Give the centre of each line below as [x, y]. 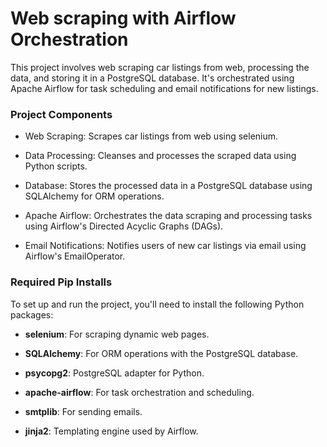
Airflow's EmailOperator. [75, 256]
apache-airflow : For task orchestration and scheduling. [139, 392]
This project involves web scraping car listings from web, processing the [160, 67]
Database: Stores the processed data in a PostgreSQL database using [168, 186]
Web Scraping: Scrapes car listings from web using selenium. [151, 136]
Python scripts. [56, 166]
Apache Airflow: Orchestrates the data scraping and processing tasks [168, 216]
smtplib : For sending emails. [83, 411]
